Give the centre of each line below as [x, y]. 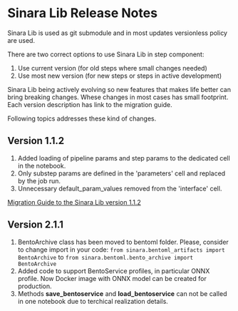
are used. [21, 40]
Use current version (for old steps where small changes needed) [113, 68]
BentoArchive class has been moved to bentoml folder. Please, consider [123, 242]
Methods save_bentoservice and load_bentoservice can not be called [122, 293]
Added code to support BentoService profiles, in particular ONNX [114, 271]
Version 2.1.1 [36, 225]
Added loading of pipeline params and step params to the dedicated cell [124, 158]
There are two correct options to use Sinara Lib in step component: [106, 54]
